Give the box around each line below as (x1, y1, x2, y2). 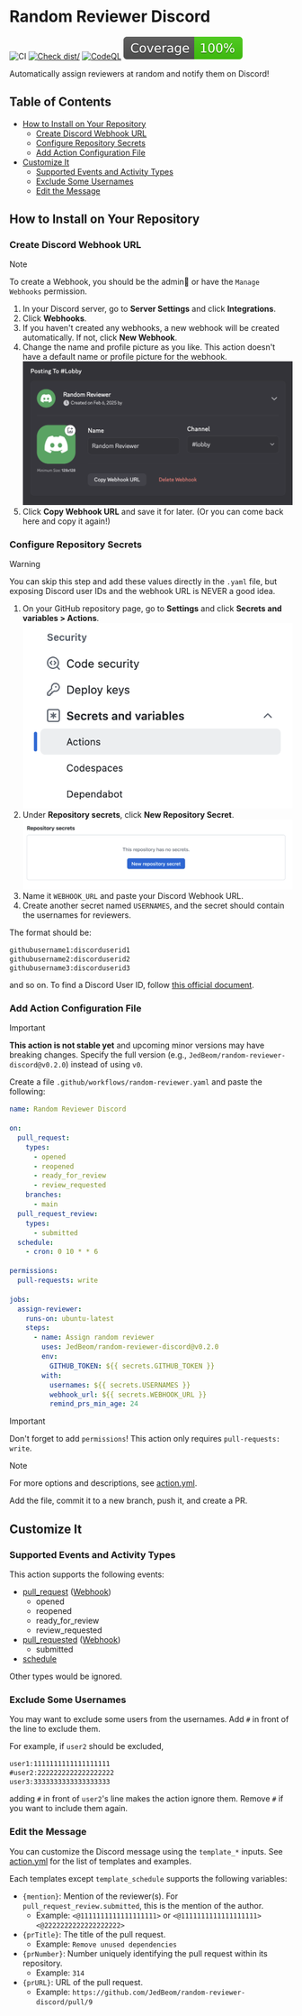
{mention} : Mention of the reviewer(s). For (22, 1891, 179, 1901)
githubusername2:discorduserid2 (9, 954, 130, 964)
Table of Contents (9, 95, 112, 110)
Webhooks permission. (9, 286, 87, 297)
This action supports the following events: (9, 1569, 164, 1580)
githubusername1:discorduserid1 (9, 945, 130, 955)
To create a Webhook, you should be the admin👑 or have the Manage (9, 277, 261, 288)
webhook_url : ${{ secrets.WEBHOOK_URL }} (49, 1390, 207, 1399)
